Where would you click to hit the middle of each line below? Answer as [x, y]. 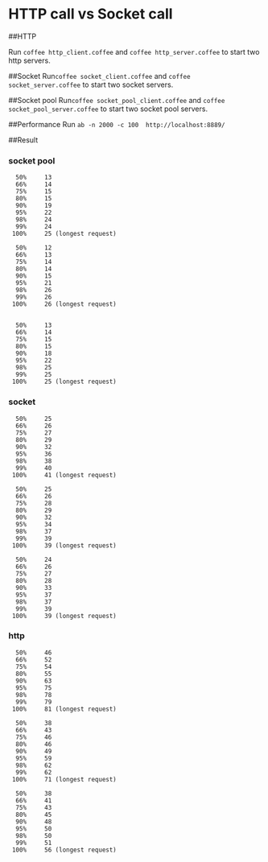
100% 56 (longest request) [64, 850]
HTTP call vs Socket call [91, 14]
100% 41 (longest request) [64, 475]
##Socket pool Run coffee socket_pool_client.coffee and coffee [117, 100]
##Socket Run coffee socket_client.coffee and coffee [99, 76]
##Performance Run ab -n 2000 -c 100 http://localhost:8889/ [117, 124]
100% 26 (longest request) [64, 304]
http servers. [29, 60]
